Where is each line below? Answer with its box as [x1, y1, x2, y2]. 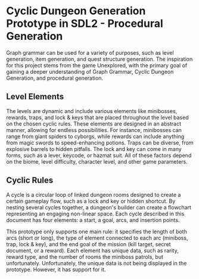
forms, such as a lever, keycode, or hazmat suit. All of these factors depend [6, 152, 192, 159]
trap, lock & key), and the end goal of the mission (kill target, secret [6, 240, 171, 247]
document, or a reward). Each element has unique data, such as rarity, [6, 247, 179, 254]
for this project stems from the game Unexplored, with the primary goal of [6, 61, 188, 69]
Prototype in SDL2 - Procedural [6, 17, 164, 30]
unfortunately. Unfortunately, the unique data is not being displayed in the [6, 259, 187, 267]
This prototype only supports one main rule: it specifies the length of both [6, 228, 188, 235]
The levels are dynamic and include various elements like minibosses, [6, 107, 178, 114]
